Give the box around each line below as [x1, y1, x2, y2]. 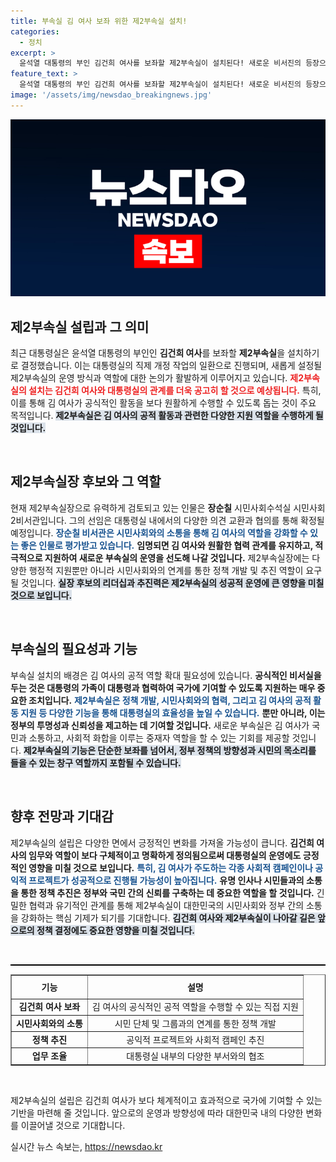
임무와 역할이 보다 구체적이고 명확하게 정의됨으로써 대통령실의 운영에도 [28, 849, 302, 861]
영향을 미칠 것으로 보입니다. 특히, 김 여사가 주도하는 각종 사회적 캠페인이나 [28, 861, 313, 874]
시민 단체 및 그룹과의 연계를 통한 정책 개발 [114, 1017, 277, 1029]
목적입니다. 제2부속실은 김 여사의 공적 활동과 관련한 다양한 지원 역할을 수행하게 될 [10, 410, 324, 422]
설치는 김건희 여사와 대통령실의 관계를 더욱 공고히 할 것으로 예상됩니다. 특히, [28, 385, 322, 397]
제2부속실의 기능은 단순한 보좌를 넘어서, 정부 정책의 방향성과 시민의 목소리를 [23, 744, 317, 756]
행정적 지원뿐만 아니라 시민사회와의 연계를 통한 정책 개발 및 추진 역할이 [28, 564, 304, 576]
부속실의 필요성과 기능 [10, 641, 138, 658]
